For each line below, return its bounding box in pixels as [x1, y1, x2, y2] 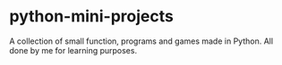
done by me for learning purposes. [9, 45, 137, 55]
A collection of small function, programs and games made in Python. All [9, 36, 274, 46]
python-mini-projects [9, 6, 175, 27]
